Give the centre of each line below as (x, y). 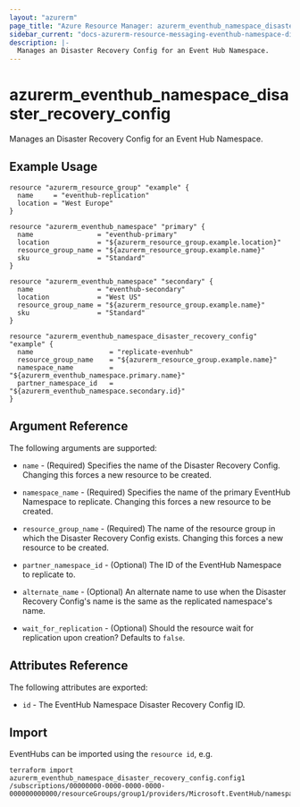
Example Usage (54, 167)
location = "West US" (79, 297)
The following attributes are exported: (79, 687)
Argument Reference (69, 426)
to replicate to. (49, 574)
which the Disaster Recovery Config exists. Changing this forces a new (153, 538)
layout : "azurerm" (43, 17)
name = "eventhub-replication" (83, 195)
